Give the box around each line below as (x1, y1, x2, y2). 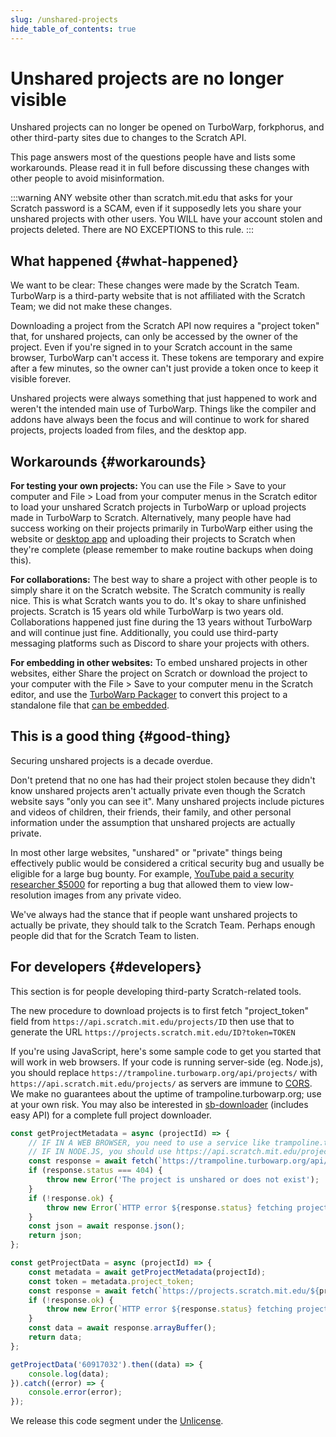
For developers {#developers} (10, 959, 202, 976)
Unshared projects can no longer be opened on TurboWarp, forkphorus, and (10, 121, 325, 133)
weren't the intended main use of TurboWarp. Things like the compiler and (10, 403, 317, 415)
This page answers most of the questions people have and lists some (10, 151, 296, 163)
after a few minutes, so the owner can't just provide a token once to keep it (10, 362, 319, 375)
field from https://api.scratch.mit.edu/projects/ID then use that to (10, 1015, 295, 1027)
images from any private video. (53, 889, 182, 901)
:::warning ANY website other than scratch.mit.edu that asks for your (10, 192, 293, 204)
